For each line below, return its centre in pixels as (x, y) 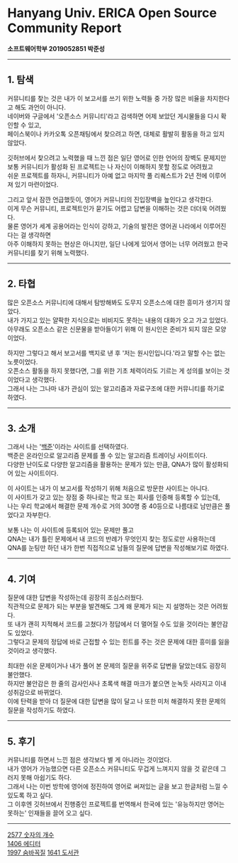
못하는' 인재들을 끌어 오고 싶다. (50, 813)
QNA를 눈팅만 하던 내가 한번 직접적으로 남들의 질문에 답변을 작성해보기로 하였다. (118, 548)
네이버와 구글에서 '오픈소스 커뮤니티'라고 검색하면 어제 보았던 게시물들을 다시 (113, 116)
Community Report (64, 28)
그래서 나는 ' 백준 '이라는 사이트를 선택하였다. (68, 447)
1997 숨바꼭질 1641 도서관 (43, 852)
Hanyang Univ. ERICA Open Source (112, 13)
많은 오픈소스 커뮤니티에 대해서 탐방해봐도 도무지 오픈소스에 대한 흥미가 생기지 (115, 302)
